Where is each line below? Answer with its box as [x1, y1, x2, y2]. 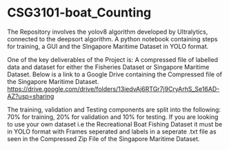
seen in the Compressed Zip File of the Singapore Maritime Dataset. [7, 134, 200, 142]
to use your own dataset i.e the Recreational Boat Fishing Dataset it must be [7, 120, 223, 128]
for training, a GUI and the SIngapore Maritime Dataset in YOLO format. [7, 42, 209, 50]
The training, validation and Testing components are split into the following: [7, 105, 221, 114]
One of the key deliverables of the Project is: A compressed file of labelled [7, 55, 219, 63]
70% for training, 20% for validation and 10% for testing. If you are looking [7, 112, 219, 121]
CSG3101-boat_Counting [7, 5, 152, 21]
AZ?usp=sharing [7, 92, 54, 100]
